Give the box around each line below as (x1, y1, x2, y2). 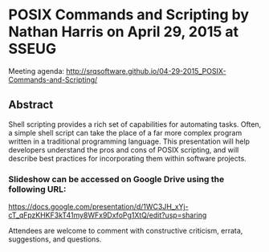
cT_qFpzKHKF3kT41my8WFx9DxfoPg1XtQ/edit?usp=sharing (8, 210, 207, 220)
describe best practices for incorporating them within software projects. (8, 153, 247, 163)
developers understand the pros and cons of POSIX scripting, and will (8, 144, 239, 154)
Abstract (8, 98, 54, 112)
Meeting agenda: (8, 66, 65, 75)
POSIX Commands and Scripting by (8, 6, 249, 24)
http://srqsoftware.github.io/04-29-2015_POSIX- (66, 66, 226, 75)
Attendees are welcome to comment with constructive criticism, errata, (8, 226, 243, 236)
